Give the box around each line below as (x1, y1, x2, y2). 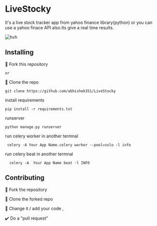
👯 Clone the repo (5, 79, 39, 85)
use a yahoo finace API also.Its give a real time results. (5, 24, 114, 30)
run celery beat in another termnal (5, 151, 74, 157)
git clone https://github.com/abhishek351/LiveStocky (5, 89, 116, 94)
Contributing (5, 174, 45, 182)
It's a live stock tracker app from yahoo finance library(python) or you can (5, 19, 153, 25)
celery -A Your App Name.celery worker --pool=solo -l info (7, 142, 131, 147)
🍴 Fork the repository (5, 187, 47, 192)
